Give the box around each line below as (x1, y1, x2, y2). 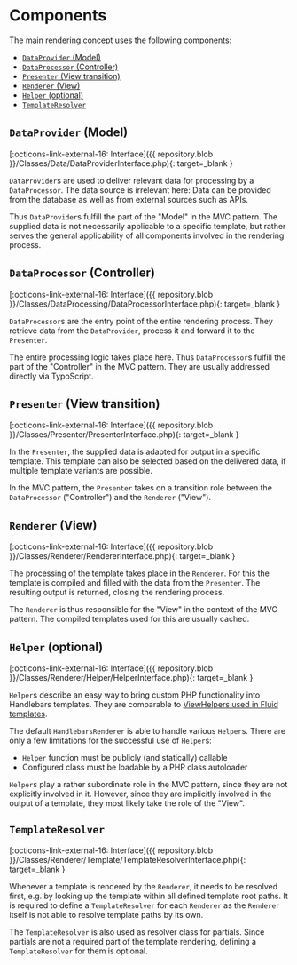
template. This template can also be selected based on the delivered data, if (9, 456, 286, 467)
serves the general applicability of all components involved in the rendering (9, 230, 285, 241)
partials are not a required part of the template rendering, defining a (9, 936, 257, 946)
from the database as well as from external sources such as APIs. (9, 194, 248, 204)
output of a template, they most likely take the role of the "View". (9, 798, 246, 809)
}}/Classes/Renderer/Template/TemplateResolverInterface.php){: (9, 854, 246, 865)
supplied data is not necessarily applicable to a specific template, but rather (9, 220, 286, 231)
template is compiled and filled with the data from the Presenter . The (9, 578, 261, 588)
